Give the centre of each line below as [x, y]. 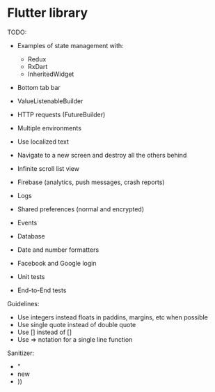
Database [31, 236]
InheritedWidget [51, 74]
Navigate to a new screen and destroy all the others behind [102, 155]
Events [27, 223]
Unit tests [31, 276]
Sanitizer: [21, 353]
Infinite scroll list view [48, 168]
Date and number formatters [58, 250]
